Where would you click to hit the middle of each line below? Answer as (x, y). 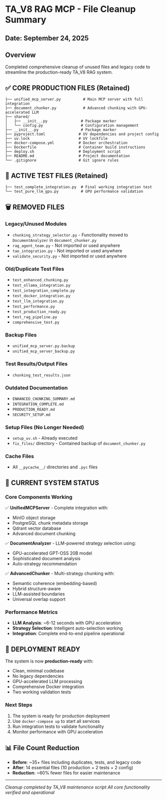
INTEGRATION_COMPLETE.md (38, 404)
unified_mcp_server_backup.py (44, 351)
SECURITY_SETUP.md (31, 415)
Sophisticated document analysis (46, 559)
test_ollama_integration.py (41, 285)
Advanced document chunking (44, 534)
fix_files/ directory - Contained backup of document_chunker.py (79, 444)
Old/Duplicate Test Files (35, 269)
